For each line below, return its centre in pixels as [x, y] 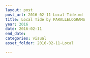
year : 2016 [17, 24]
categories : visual [26, 39]
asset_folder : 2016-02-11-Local [39, 43]
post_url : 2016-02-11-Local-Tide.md [44, 15]
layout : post [19, 10]
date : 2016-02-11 [24, 29]
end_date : [16, 34]
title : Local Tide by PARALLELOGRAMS [45, 19]
